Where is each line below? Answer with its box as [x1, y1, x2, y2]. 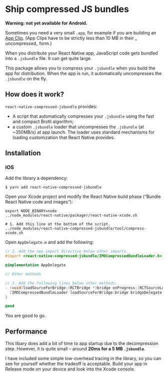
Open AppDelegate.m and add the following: [5, 239, 94, 245]
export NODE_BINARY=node [5, 208, 57, 213]
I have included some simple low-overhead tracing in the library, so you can [5, 355, 161, 361]
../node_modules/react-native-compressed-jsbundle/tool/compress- [5, 226, 146, 231]
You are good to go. [5, 312, 46, 318]
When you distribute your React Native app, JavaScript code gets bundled [5, 50, 158, 56]
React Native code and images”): [5, 199, 73, 205]
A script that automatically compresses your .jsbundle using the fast [12, 113, 154, 119]
